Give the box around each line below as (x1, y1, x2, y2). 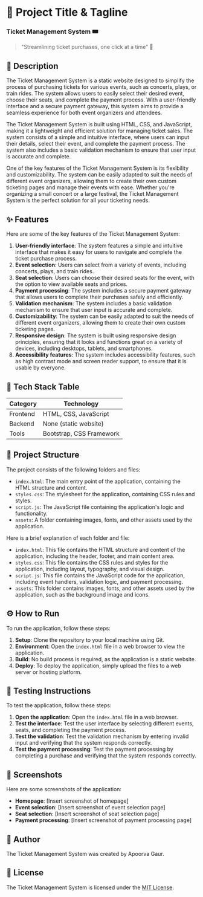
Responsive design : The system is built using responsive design (14, 332, 176, 339)
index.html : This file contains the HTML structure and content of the (14, 546, 185, 553)
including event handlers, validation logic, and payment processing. (14, 578, 183, 585)
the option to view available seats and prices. (14, 280, 128, 288)
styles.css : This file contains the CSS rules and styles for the (14, 559, 169, 566)
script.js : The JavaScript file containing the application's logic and (14, 503, 184, 510)
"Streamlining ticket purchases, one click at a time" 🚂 (21, 44, 153, 51)
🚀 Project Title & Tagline (6, 5, 128, 19)
